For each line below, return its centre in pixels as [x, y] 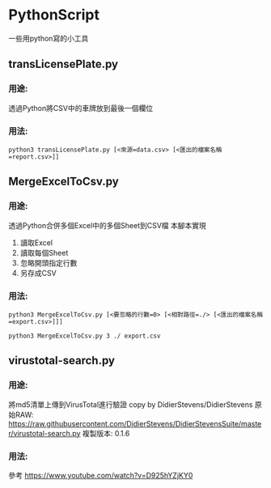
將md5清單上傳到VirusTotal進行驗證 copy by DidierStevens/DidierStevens [131, 404]
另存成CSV [38, 273]
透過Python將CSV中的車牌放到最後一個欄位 [81, 108]
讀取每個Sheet [44, 252]
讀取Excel [36, 242]
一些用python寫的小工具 [49, 38]
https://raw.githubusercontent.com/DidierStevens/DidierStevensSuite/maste [135, 423]
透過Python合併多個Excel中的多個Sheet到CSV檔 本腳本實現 [107, 225]
